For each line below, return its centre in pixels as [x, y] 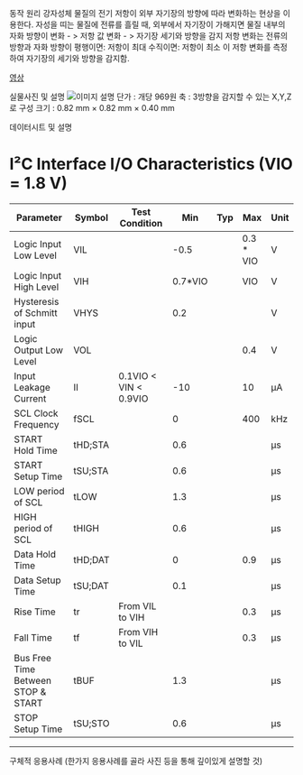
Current [30, 398]
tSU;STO [92, 723]
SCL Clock [36, 413]
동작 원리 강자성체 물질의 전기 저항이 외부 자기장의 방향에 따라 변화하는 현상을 [145, 13]
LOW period [39, 491]
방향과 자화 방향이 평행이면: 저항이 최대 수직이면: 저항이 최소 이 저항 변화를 [140, 47]
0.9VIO [133, 398]
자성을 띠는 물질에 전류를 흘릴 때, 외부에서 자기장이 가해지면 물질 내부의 [161, 24]
